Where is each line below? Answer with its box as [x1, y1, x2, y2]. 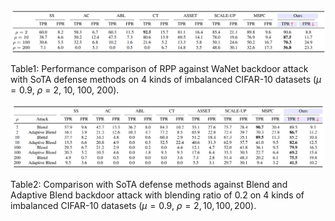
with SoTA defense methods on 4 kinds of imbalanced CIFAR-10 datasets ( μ [10, 73, 322, 85]
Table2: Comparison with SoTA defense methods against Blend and [10, 178, 288, 190]
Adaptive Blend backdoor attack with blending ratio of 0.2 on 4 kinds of [10, 189, 305, 201]
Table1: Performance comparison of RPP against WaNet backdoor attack [10, 62, 309, 74]
